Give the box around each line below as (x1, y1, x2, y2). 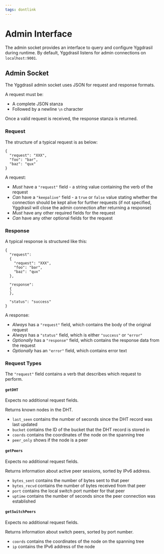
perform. (5, 376, 23, 382)
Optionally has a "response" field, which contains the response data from (12, 337, 160, 343)
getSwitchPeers (5, 509, 36, 514)
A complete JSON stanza (12, 101, 63, 107)
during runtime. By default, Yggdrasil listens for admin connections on (5, 49, 146, 55)
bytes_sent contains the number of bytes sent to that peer (12, 477, 130, 483)
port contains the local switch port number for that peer (12, 488, 125, 494)
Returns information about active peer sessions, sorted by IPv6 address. (5, 468, 151, 474)
